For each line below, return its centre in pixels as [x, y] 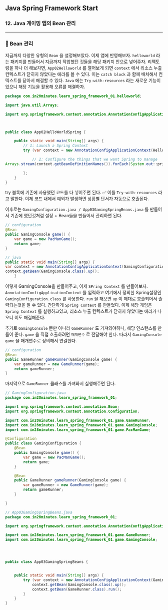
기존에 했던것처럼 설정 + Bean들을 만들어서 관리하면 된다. [66, 216]
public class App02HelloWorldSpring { [45, 132]
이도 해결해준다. [30, 318]
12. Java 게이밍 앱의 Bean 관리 [40, 24]
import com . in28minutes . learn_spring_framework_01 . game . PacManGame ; [78, 430]
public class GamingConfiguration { [43, 443]
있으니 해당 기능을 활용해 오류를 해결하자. [45, 87]
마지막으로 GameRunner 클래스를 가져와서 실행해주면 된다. [60, 384]
